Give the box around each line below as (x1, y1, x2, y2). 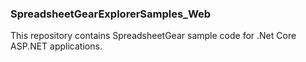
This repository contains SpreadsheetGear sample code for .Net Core (10, 30, 297, 42)
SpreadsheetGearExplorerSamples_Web (10, 7, 212, 21)
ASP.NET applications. (10, 40, 103, 52)
